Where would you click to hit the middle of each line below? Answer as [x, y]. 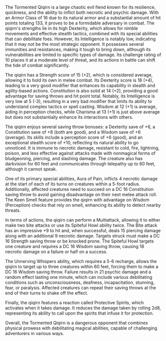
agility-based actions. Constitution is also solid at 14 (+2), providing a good [82, 91]
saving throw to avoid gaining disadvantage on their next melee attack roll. [81, 194]
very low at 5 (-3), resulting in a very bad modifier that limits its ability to [79, 101]
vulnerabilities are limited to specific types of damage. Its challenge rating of [83, 55]
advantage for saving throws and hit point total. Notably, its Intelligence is [80, 96]
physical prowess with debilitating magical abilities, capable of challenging [81, 328]
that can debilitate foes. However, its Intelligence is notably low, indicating [81, 39]
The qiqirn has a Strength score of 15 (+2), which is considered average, [79, 75]
